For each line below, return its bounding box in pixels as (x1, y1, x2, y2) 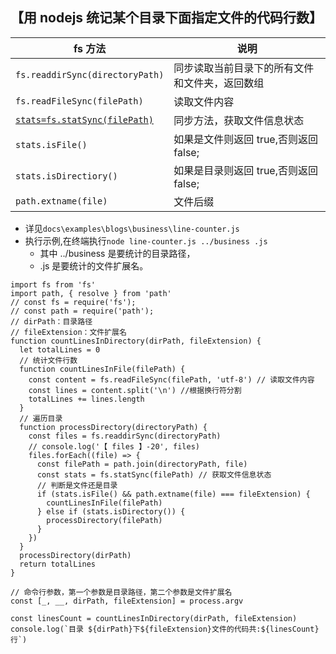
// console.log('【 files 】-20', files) (28, 441, 200, 452)
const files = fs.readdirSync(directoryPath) (28, 431, 222, 441)
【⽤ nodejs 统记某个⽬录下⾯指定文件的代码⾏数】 (10, 9, 323, 27)
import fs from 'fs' (10, 279, 97, 290)
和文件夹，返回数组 (173, 76, 265, 90)
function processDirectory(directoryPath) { (19, 422, 208, 432)
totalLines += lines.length (28, 394, 145, 404)
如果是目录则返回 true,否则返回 (173, 163, 318, 177)
